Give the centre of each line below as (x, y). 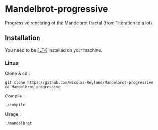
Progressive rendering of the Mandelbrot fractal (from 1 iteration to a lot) (79, 23)
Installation (23, 38)
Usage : (13, 114)
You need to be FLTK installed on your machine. (54, 50)
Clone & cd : (18, 74)
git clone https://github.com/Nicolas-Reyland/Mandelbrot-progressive (79, 83)
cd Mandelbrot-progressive (33, 87)
